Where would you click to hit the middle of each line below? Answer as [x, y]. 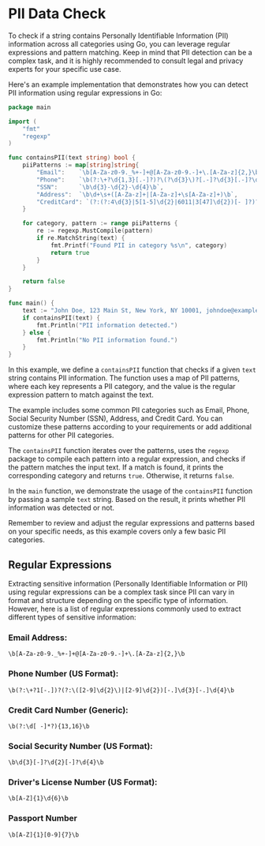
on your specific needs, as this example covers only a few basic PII [117, 532]
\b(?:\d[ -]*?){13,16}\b [49, 726]
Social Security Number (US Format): [81, 746]
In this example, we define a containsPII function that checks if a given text [132, 370]
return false [44, 282]
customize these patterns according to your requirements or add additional [130, 427]
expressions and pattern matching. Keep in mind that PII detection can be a [130, 52]
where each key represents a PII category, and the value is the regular [122, 387]
